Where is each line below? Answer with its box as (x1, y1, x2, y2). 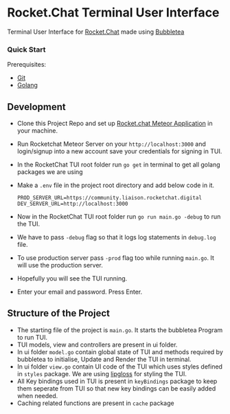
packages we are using (16, 168, 84, 176)
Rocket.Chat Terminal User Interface (7, 5, 220, 21)
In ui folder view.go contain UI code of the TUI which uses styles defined (16, 362, 223, 371)
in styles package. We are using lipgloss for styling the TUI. (16, 369, 187, 378)
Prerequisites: (7, 61, 47, 69)
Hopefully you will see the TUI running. (16, 274, 128, 283)
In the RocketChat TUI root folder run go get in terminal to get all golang (16, 160, 221, 169)
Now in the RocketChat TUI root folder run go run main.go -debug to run (16, 213, 221, 221)
